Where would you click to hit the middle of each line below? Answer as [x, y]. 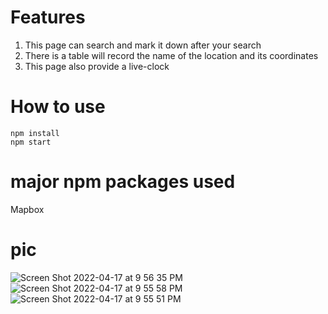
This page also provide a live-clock [97, 66]
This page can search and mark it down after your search [143, 45]
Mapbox [27, 209]
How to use [58, 107]
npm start [31, 142]
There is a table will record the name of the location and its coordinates [171, 55]
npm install [35, 133]
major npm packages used [123, 182]
